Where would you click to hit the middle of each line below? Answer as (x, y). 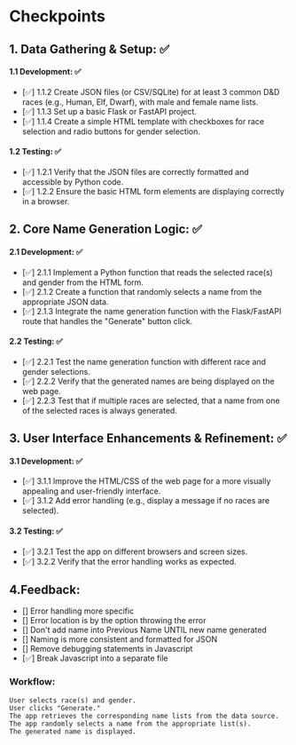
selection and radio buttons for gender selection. (111, 131)
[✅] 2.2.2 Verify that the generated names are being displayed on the (148, 381)
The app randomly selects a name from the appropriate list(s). (130, 724)
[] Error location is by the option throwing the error (114, 621)
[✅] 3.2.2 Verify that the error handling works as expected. (129, 561)
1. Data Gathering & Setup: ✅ (90, 49)
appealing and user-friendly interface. (91, 491)
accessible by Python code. (73, 182)
